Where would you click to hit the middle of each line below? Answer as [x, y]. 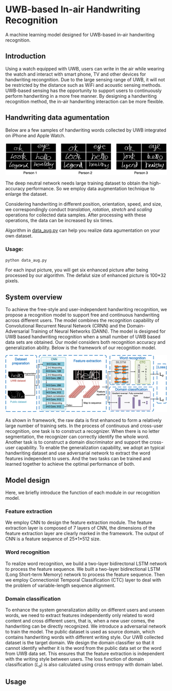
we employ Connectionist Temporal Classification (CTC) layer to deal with [83, 580]
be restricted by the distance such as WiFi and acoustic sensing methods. [83, 85]
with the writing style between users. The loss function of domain [75, 659]
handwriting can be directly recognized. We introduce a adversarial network [86, 626]
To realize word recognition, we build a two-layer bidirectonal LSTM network [86, 563]
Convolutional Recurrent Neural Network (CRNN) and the [65, 326]
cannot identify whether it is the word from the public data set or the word [83, 648]
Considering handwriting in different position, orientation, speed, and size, [84, 204]
